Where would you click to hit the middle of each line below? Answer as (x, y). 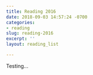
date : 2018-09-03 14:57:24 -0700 (47, 17)
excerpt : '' (20, 39)
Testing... (17, 66)
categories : (20, 22)
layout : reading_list (32, 45)
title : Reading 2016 (31, 11)
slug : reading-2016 (30, 33)
